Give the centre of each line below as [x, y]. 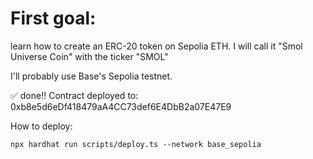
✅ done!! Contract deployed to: [74, 95]
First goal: [53, 18]
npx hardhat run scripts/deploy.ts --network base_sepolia [136, 144]
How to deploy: [41, 126]
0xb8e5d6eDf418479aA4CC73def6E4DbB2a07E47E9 [121, 106]
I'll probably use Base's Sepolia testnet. [91, 76]
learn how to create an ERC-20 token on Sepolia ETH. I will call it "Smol [156, 46]
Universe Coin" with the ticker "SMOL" [89, 56]
